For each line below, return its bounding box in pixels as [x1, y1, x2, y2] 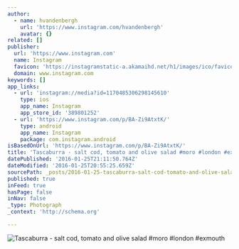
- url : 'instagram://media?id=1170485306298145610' [14, 89, 171, 96]
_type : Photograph [7, 201, 62, 209]
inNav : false [7, 195, 46, 202]
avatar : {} [20, 30, 53, 38]
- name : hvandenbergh [14, 17, 78, 24]
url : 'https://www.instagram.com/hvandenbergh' [20, 23, 164, 31]
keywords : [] [7, 76, 46, 84]
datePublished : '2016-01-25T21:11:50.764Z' [7, 155, 139, 163]
